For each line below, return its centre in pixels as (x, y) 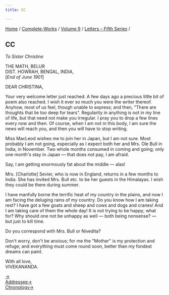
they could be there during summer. (42, 185)
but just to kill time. (25, 221)
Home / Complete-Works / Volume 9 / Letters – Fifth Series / (68, 29)
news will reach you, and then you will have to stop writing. (67, 129)
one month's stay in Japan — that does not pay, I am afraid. (67, 155)
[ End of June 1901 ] (25, 77)
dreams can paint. (24, 252)
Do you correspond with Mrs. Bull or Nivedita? (53, 231)
